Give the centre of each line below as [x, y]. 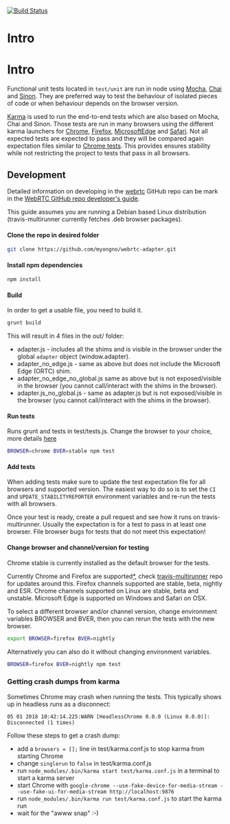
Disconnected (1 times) [41, 722]
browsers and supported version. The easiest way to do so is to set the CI [112, 489]
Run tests [21, 416]
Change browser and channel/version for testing [78, 548]
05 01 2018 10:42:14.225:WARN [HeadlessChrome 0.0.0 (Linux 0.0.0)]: [109, 717]
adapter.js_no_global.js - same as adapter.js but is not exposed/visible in [119, 393]
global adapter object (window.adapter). [73, 356]
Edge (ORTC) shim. [44, 371]
